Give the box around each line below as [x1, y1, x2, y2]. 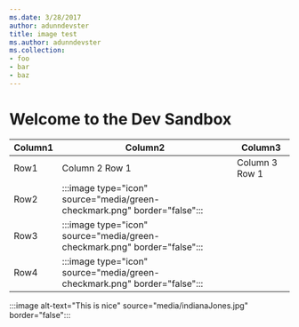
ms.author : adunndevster [9, 37, 101, 47]
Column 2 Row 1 [61, 162, 132, 174]
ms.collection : [9, 46, 66, 55]
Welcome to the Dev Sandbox [9, 108, 232, 129]
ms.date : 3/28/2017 [9, 12, 82, 22]
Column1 [13, 141, 53, 154]
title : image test [9, 29, 77, 38]
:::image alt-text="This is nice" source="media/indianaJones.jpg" [9, 299, 249, 311]
